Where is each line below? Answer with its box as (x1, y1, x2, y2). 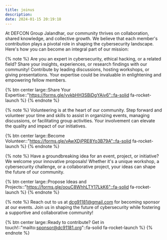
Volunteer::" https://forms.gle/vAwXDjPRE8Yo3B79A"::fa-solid (5, 138, 131, 144)
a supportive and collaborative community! (5, 209, 93, 215)
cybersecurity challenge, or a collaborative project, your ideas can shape (5, 163, 156, 170)
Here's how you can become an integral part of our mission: (5, 46, 129, 52)
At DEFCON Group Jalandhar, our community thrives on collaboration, (5, 30, 149, 36)
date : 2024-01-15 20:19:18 (5, 16, 61, 21)
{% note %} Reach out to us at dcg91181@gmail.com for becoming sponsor (5, 199, 160, 205)
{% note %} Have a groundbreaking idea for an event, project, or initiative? (5, 153, 159, 159)
